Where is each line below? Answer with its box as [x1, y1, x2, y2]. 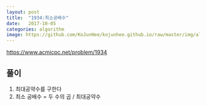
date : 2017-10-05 [6, 20, 56, 26]
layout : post [6, 9, 40, 15]
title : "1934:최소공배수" [6, 15, 69, 21]
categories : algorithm [6, 26, 64, 32]
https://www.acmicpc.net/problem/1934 [6, 48, 107, 56]
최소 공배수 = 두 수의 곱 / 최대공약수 [15, 93, 101, 100]
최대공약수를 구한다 [15, 85, 62, 93]
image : [6, 32, 23, 38]
